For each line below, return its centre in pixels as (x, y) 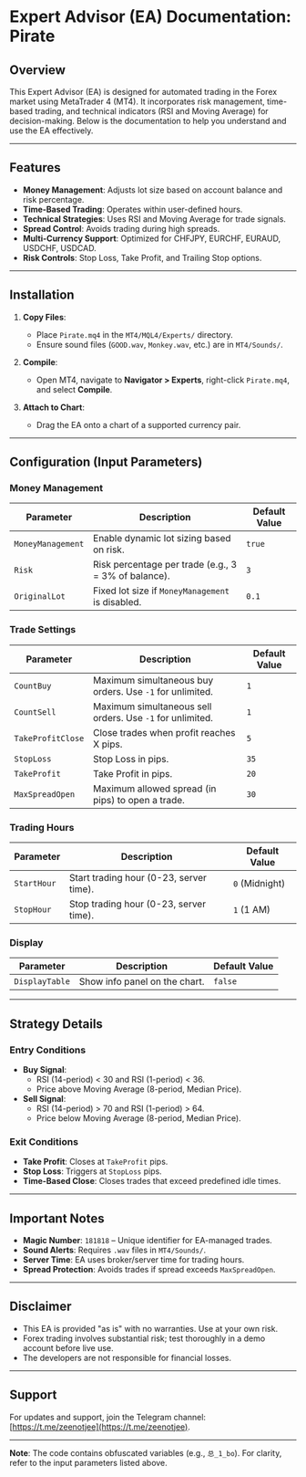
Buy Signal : (45, 1069)
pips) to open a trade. (138, 800)
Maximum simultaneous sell (152, 707)
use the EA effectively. (51, 131)
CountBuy (33, 686)
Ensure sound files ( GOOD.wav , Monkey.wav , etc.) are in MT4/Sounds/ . (160, 344)
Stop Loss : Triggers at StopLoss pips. (92, 1171)
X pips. (107, 744)
